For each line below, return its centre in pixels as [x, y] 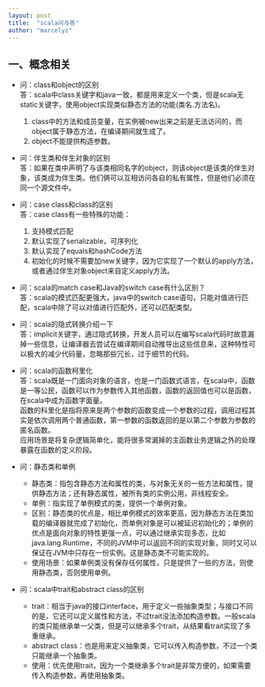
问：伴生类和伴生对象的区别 [65, 158]
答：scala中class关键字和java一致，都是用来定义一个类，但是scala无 [131, 95]
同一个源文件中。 [47, 188]
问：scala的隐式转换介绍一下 [66, 325]
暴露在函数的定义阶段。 [58, 450]
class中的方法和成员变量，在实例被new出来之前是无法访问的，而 [137, 121]
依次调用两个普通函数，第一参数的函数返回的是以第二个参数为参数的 [144, 420]
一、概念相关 [40, 64]
